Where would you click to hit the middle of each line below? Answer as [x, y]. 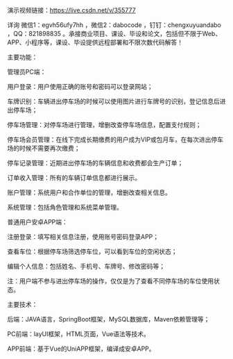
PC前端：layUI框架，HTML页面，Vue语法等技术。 [79, 334]
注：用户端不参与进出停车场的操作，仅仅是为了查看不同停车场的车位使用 [110, 281]
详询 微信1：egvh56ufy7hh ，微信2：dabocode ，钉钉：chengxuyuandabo [114, 25]
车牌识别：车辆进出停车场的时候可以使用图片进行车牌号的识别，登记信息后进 [116, 101]
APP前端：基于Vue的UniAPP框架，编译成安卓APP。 [81, 349]
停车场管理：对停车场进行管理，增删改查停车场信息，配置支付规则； [104, 125]
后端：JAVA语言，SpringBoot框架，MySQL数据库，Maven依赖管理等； [109, 319]
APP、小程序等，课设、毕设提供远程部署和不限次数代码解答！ [95, 42]
